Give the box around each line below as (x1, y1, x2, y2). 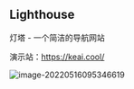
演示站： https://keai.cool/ (9, 51, 105, 62)
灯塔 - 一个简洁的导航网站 (9, 31, 106, 43)
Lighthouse (9, 7, 75, 22)
